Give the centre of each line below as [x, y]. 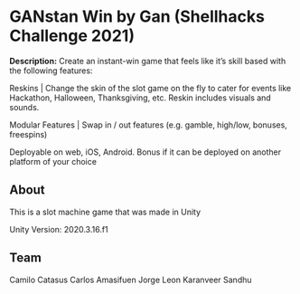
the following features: [51, 71]
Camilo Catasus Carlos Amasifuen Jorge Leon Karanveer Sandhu [131, 280]
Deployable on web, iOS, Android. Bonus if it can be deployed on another [145, 152]
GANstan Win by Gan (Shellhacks [137, 17]
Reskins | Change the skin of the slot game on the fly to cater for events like [150, 88]
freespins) [28, 134]
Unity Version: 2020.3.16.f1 [59, 229]
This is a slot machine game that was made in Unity [105, 212]
